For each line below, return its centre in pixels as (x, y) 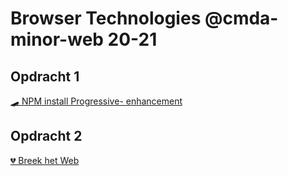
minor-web (57, 39)
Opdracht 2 (46, 136)
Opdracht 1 (45, 76)
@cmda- (241, 18)
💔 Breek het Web (45, 160)
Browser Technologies (106, 18)
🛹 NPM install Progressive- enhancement (96, 101)
